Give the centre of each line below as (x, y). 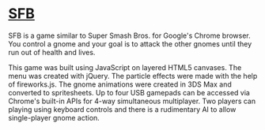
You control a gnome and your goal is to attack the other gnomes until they (130, 43)
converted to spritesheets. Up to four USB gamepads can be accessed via (129, 92)
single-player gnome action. (54, 117)
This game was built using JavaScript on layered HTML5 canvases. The (125, 67)
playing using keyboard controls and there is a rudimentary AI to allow (122, 109)
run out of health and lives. (52, 52)
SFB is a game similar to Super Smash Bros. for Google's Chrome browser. (129, 35)
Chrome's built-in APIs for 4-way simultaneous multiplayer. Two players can (132, 101)
